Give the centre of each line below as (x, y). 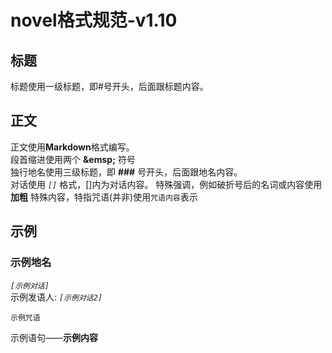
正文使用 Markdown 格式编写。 (72, 147)
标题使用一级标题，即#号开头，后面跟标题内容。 (109, 86)
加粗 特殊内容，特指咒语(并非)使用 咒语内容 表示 (104, 197)
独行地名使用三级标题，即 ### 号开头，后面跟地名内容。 (126, 172)
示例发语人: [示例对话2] (56, 297)
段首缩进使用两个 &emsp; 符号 (73, 159)
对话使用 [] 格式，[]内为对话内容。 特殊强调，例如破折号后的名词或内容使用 (166, 184)
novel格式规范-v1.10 (94, 20)
